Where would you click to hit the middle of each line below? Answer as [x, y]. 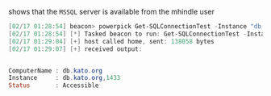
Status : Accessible [54, 86]
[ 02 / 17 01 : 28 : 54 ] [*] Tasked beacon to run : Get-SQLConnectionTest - [128, 34]
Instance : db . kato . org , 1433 [65, 78]
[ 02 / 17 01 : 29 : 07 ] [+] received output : [75, 49]
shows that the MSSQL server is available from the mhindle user [112, 12]
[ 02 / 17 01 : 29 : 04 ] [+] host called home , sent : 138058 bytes [112, 41]
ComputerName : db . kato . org [56, 71]
